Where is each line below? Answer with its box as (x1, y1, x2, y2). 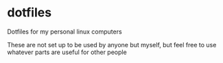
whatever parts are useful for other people (7, 48, 127, 56)
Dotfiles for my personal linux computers (7, 27, 122, 36)
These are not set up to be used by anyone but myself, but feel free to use (7, 40, 217, 49)
